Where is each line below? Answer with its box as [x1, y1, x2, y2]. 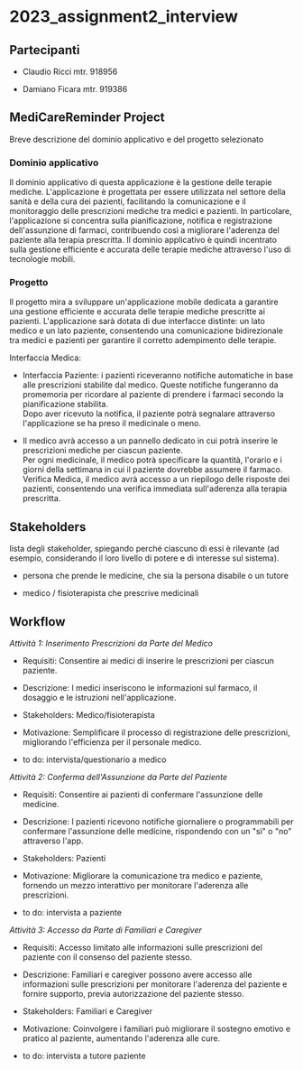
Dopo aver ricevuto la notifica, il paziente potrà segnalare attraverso [22, 408, 276, 419]
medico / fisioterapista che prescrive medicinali [22, 588, 199, 599]
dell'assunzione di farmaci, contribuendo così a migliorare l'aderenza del [9, 225, 280, 236]
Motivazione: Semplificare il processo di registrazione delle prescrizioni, [22, 727, 290, 738]
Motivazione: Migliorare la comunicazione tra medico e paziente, [22, 870, 263, 881]
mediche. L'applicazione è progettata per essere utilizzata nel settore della [9, 187, 286, 198]
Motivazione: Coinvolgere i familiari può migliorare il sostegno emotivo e [22, 1023, 291, 1035]
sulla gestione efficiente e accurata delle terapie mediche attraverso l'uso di [9, 244, 291, 255]
